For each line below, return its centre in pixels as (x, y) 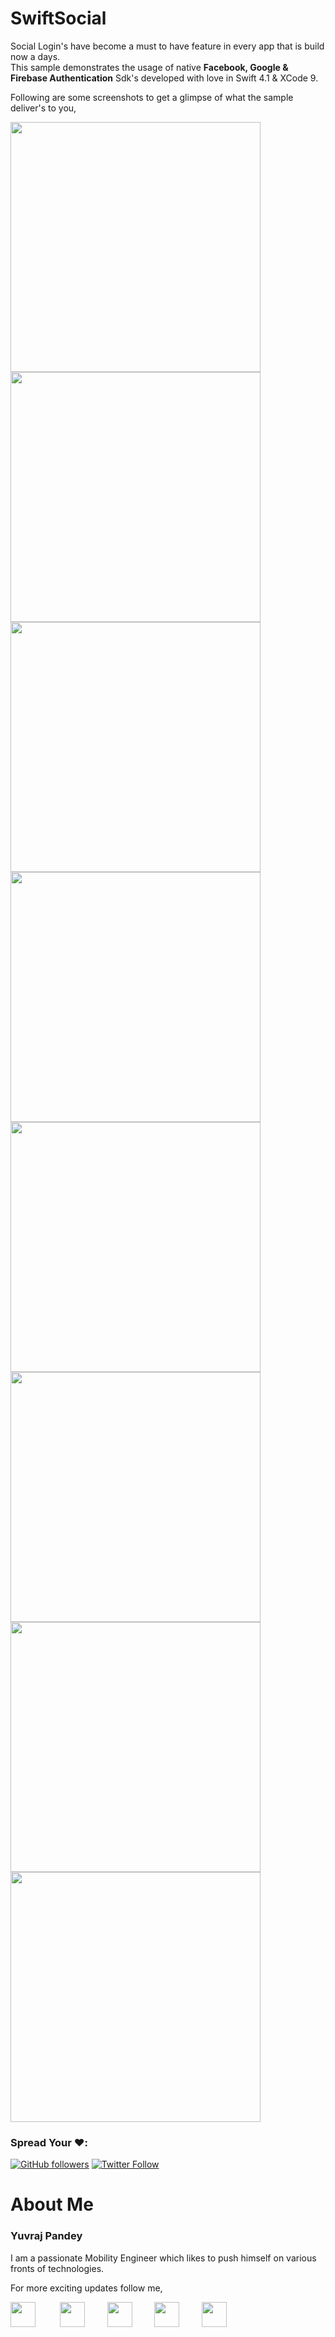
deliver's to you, (43, 108)
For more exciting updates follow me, (86, 2288)
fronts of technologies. (57, 2268)
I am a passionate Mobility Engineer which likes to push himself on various (163, 2258)
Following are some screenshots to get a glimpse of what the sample (152, 97)
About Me (52, 2204)
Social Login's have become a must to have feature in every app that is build (167, 46)
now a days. (35, 56)
